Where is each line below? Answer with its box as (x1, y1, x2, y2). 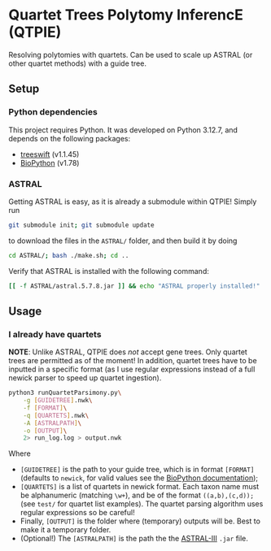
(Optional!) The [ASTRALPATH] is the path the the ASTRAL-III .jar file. (20, 534, 248, 544)
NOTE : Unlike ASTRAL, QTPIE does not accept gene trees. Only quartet (8, 347, 248, 357)
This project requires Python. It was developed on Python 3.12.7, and (8, 124, 238, 135)
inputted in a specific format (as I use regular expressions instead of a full (8, 364, 256, 375)
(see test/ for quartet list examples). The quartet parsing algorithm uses (20, 499, 264, 509)
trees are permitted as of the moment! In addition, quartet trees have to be (8, 356, 258, 366)
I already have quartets (8, 328, 102, 340)
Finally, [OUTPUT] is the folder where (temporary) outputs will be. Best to (20, 516, 260, 526)
